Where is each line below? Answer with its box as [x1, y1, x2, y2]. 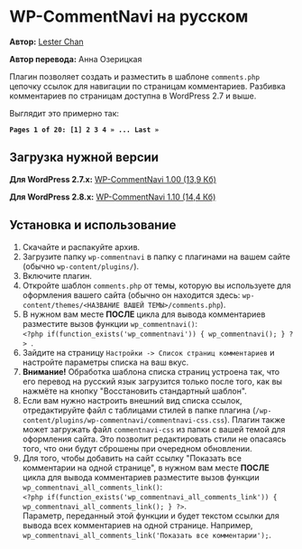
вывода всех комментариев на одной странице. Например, [22, 519, 253, 530]
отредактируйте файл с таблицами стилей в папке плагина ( [22, 405, 256, 415]
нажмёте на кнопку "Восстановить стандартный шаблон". [22, 386, 248, 396]
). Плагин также [224, 414, 286, 425]
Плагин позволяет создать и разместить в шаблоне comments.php [9, 70, 261, 82]
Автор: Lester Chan [9, 36, 84, 47]
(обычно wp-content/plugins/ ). [22, 260, 140, 272]
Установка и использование [9, 218, 177, 233]
